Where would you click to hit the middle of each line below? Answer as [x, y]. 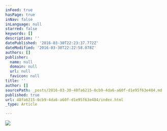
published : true [22, 95]
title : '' [16, 81]
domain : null [24, 67]
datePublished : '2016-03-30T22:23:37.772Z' [52, 43]
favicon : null [25, 76]
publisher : [17, 57]
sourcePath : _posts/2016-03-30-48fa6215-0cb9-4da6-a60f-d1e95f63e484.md [84, 90]
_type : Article [21, 105]
